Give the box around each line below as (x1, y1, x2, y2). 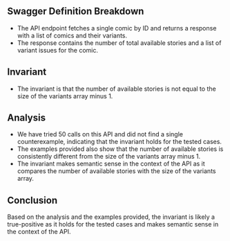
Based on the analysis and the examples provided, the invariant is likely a (7, 213, 215, 221)
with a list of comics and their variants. (17, 31, 128, 39)
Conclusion (7, 194, 58, 206)
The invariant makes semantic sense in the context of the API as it (17, 159, 205, 168)
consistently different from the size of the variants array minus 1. (17, 152, 201, 161)
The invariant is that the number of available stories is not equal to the (17, 84, 216, 93)
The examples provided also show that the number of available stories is (17, 145, 224, 153)
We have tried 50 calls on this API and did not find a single (17, 130, 183, 139)
